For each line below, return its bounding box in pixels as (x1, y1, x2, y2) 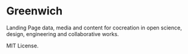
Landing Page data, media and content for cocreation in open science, (6, 24, 182, 31)
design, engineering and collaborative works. (6, 30, 119, 37)
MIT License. (6, 42, 39, 49)
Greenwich (6, 4, 62, 18)
